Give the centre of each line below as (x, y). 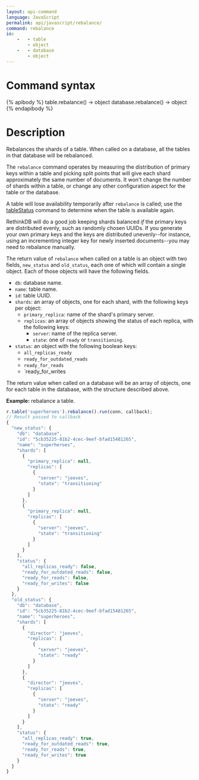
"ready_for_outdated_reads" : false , (67, 572)
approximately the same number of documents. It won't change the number (99, 179)
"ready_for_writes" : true (54, 755)
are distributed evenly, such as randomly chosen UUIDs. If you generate (94, 228)
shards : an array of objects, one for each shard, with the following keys (102, 302)
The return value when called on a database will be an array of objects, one (99, 383)
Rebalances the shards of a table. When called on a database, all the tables (98, 149)
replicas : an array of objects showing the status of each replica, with (108, 321)
